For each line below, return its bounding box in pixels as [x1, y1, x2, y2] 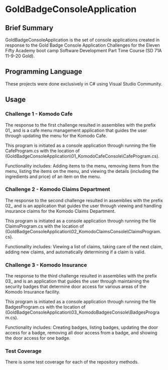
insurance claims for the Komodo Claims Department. [5, 208, 116, 214]
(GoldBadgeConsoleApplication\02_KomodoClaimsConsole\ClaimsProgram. [5, 228, 161, 234]
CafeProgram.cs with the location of [5, 147, 80, 154]
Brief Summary [5, 24, 54, 32]
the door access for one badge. [5, 335, 71, 341]
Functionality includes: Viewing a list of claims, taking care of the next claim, [5, 243, 163, 249]
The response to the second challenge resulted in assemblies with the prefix [5, 197, 163, 203]
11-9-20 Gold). [5, 53, 35, 59]
